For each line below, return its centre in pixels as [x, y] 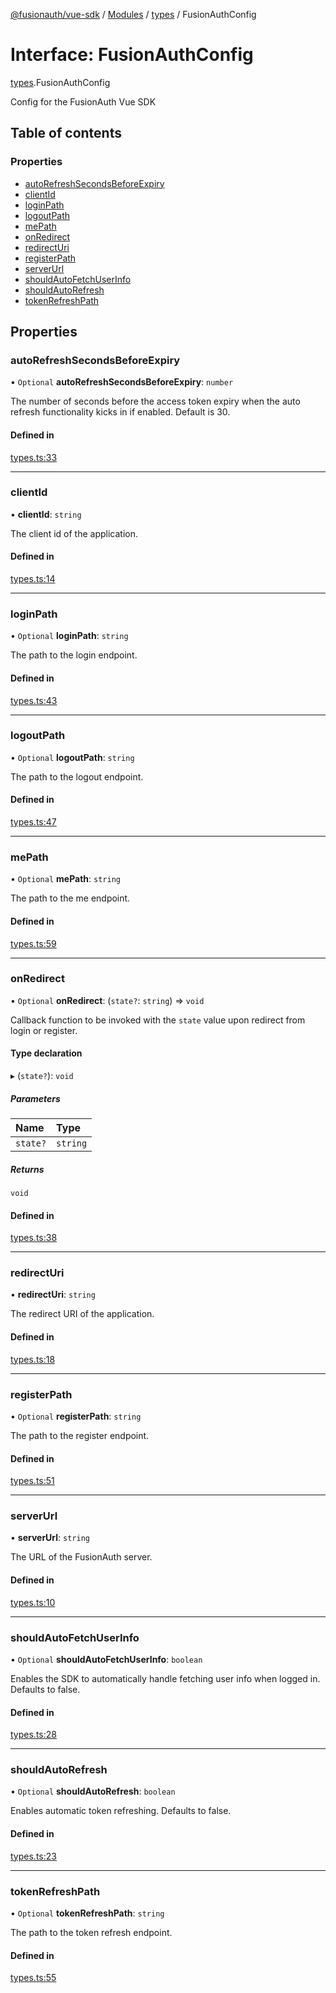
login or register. [44, 1030]
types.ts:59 [33, 943]
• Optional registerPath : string [76, 1416]
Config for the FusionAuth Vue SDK [83, 101]
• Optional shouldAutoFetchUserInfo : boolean [106, 1659]
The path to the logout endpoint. [77, 776]
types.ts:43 [34, 700]
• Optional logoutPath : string [72, 757]
